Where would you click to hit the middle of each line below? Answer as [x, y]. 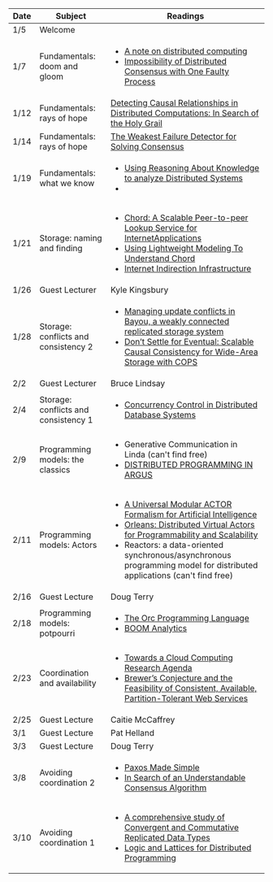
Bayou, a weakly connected [177, 322]
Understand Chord [160, 258]
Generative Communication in [181, 444]
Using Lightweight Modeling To [184, 248]
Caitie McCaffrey [143, 720]
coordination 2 [67, 782]
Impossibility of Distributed [176, 61]
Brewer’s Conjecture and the [179, 678]
